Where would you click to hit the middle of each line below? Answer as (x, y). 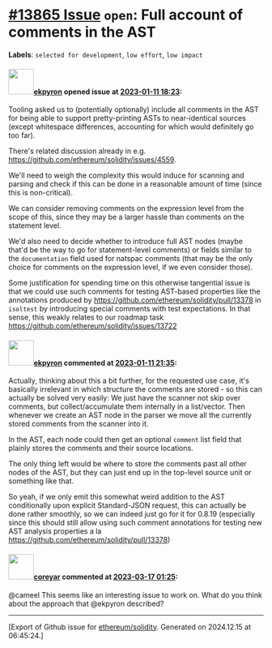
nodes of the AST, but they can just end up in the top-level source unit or (130, 473)
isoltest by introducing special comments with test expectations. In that (130, 309)
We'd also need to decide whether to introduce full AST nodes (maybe (125, 242)
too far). (22, 135)
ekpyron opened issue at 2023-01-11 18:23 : (108, 92)
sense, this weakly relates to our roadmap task (86, 317)
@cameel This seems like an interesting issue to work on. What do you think (136, 594)
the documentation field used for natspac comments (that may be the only (131, 259)
